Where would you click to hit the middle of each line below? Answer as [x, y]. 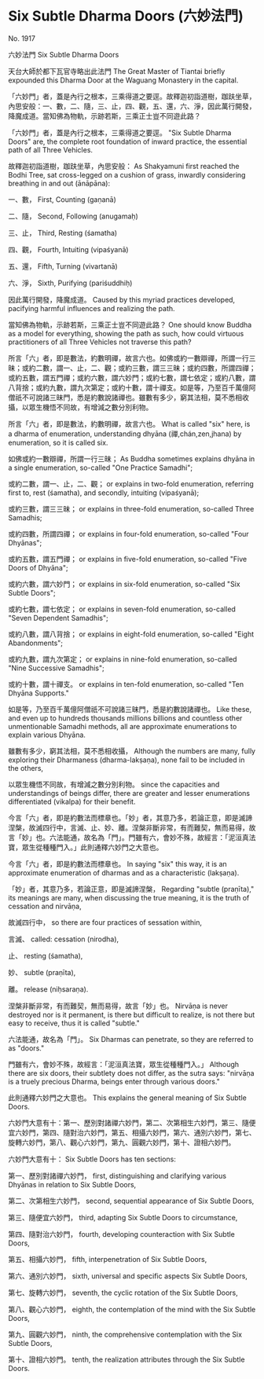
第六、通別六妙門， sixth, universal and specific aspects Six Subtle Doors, [128, 1276]
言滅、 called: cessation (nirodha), [64, 939]
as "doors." [26, 1048]
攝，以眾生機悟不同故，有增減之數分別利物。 [81, 407]
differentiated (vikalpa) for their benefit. [72, 801]
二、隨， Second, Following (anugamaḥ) [73, 216]
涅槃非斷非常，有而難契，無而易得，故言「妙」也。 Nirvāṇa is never [118, 1006]
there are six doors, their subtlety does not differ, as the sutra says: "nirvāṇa [131, 1073]
